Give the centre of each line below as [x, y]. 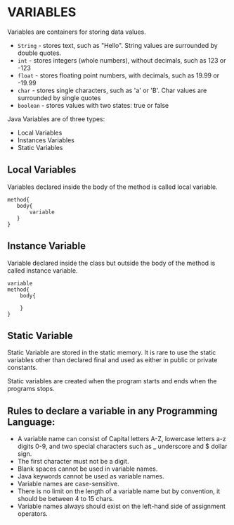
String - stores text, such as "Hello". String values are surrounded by [117, 45]
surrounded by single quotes [59, 98]
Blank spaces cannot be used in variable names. [87, 469]
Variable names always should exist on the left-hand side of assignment [122, 506]
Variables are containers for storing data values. [77, 32]
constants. [22, 368]
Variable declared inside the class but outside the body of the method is [111, 263]
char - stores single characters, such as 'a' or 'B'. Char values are [112, 90]
